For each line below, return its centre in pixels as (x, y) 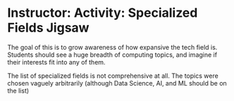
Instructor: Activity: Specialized (103, 13)
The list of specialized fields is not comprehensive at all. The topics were (113, 76)
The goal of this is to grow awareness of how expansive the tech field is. (112, 47)
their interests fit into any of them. (56, 62)
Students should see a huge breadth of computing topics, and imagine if (112, 55)
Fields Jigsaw (48, 28)
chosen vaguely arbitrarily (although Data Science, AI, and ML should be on (117, 83)
